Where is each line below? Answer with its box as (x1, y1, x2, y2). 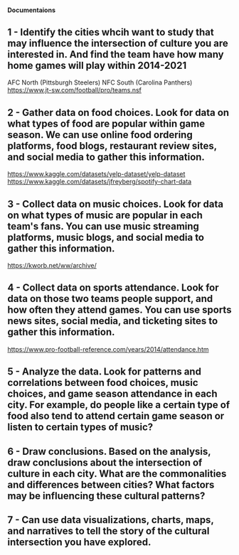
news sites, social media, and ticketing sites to (7, 315, 218, 327)
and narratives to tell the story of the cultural (7, 525, 210, 537)
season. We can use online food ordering (7, 129, 193, 141)
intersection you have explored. (7, 537, 152, 549)
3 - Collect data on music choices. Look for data (7, 198, 224, 210)
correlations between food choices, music (7, 377, 198, 389)
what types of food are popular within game (7, 117, 205, 129)
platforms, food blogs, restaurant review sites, (7, 139, 217, 152)
